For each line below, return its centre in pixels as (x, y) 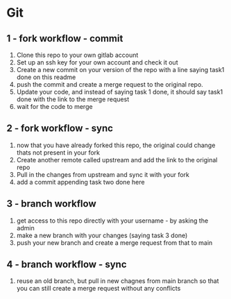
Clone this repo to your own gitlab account (77, 55)
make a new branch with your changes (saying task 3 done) (102, 235)
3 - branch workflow (51, 204)
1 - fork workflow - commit (65, 39)
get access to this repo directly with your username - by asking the (112, 221)
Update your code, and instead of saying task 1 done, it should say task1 (120, 92)
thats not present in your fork (58, 152)
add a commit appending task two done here (80, 182)
